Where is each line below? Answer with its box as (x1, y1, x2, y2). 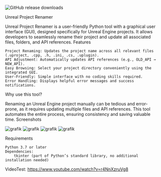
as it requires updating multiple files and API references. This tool (19, 106, 150, 112)
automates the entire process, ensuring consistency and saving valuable (5, 111, 151, 117)
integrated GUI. (5, 70, 38, 75)
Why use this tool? (5, 91, 42, 97)
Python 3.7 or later (5, 145, 47, 150)
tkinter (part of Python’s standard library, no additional (14, 154, 139, 158)
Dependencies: (5, 149, 34, 154)
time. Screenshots (5, 116, 41, 122)
